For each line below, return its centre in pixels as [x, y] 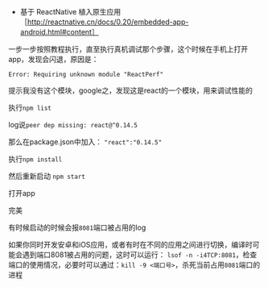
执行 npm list [30, 108]
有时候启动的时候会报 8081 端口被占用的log [77, 227]
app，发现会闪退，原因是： [54, 59]
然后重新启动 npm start [47, 176]
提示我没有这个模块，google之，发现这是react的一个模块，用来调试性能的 [131, 90]
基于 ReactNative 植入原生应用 [70, 12]
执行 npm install [35, 159]
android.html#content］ [59, 32]
